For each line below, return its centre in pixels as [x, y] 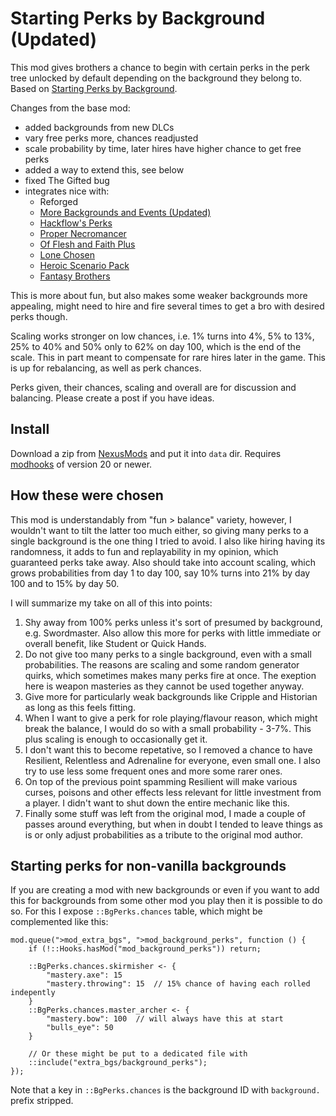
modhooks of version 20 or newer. [81, 464]
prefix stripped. [42, 1101]
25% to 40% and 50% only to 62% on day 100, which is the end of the [156, 346]
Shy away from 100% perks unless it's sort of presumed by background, [173, 622]
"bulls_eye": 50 [80, 1028]
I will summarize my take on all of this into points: [111, 603]
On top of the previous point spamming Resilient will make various [161, 781]
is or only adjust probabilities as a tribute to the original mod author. [163, 834]
